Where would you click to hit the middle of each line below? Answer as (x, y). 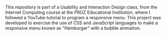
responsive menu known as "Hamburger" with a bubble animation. (73, 28)
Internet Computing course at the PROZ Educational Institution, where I (78, 12)
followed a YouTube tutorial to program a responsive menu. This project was (83, 18)
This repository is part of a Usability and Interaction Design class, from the (81, 7)
